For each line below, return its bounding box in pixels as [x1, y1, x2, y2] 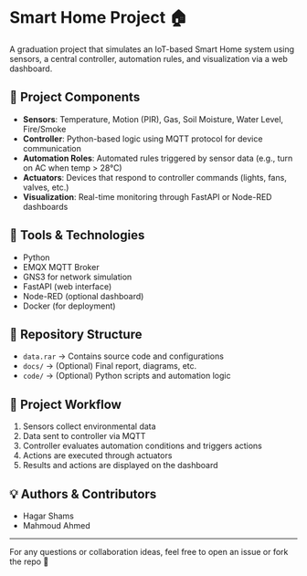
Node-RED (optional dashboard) [22, 290, 144, 301]
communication [22, 142, 82, 153]
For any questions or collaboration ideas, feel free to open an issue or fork [9, 547, 289, 557]
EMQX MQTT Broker [22, 261, 100, 272]
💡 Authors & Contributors [9, 486, 157, 502]
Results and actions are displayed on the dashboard [22, 460, 218, 471]
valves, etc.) [22, 182, 69, 193]
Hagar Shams [22, 510, 75, 521]
